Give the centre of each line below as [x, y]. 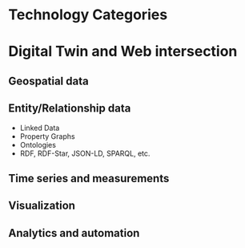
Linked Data [40, 128]
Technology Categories [88, 15]
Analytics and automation [74, 233]
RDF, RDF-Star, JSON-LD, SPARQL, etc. [85, 153]
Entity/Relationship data [70, 109]
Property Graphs [47, 136]
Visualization [42, 206]
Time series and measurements [89, 178]
